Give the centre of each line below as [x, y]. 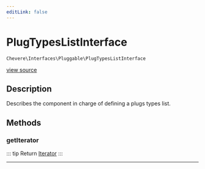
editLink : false [27, 12]
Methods [24, 123]
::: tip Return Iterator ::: [34, 154]
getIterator [23, 140]
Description [29, 89]
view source [22, 70]
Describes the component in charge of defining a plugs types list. [88, 104]
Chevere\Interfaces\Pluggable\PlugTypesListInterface [76, 59]
